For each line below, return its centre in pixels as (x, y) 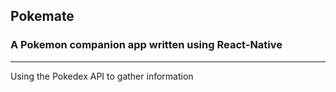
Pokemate (42, 16)
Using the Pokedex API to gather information (102, 76)
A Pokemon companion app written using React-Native (146, 45)
